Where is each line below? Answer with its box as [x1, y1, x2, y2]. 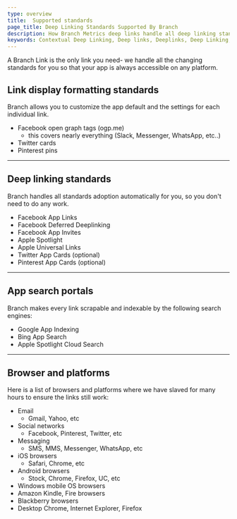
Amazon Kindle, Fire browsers [17, 489, 106, 498]
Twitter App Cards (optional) [17, 250, 100, 259]
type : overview [7, 10, 52, 18]
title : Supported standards [7, 17, 93, 24]
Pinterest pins [17, 146, 58, 154]
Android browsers [17, 467, 71, 475]
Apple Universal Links [17, 243, 81, 251]
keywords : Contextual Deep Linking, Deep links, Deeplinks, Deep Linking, [7, 37, 232, 44]
